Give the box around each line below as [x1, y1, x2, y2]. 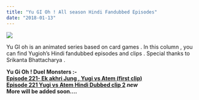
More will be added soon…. [6, 87, 78, 95]
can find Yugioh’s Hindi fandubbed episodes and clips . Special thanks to [6, 50, 190, 57]
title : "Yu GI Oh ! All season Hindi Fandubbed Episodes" [6, 9, 157, 15]
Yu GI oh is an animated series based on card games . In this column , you [6, 43, 193, 50]
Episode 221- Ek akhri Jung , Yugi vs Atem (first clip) [6, 74, 143, 82]
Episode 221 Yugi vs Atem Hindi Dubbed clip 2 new [6, 81, 138, 88]
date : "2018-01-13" [6, 15, 56, 21]
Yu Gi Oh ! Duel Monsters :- [6, 68, 78, 75]
